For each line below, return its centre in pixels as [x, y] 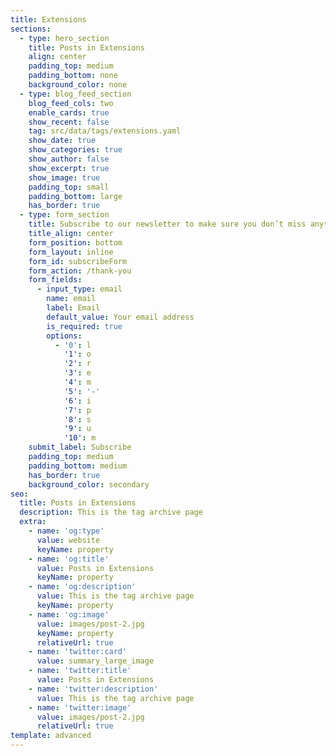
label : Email [73, 308]
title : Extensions [48, 19]
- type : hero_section [64, 38]
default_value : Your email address [120, 317]
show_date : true [62, 141]
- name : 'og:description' [82, 587]
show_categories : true [75, 150]
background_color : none [78, 85]
